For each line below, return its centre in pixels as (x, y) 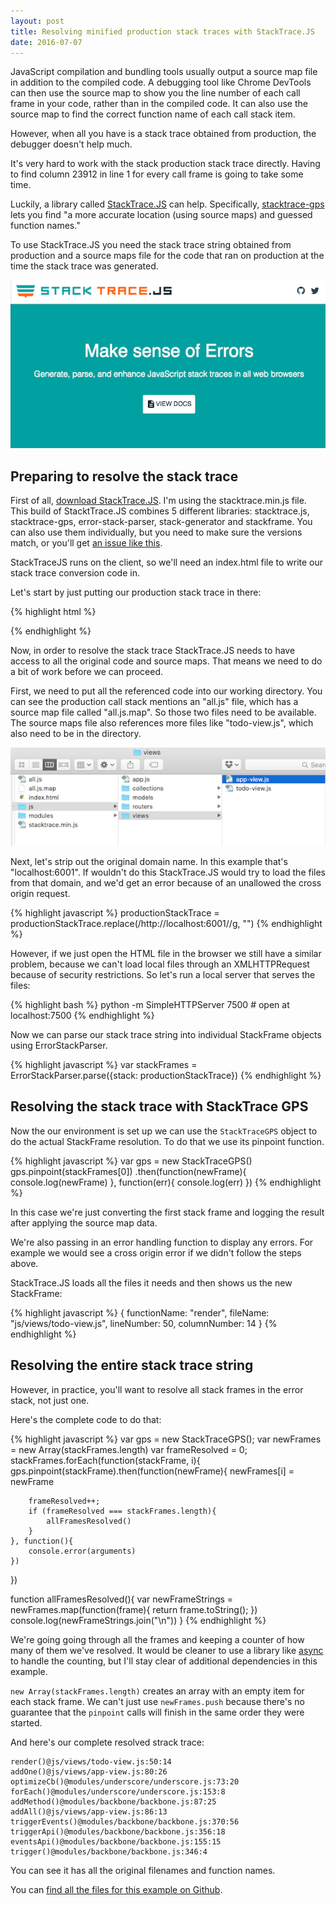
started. (26, 1722)
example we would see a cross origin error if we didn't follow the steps (156, 1252)
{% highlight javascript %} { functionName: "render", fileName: (140, 1312)
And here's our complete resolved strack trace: (107, 1742)
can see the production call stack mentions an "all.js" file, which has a (154, 701)
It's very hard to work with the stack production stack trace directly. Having (165, 164)
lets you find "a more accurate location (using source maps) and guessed (161, 215)
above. (24, 1263)
